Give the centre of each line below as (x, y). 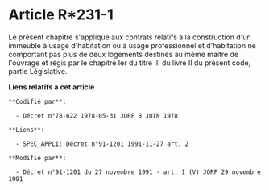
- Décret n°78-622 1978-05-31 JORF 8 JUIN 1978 (97, 116)
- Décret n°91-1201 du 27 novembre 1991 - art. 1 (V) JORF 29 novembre (139, 172)
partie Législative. (38, 71)
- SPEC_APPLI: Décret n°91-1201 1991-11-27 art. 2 (102, 144)
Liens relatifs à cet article (52, 87)
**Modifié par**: (37, 158)
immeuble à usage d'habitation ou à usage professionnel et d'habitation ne (132, 45)
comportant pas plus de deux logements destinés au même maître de (124, 54)
